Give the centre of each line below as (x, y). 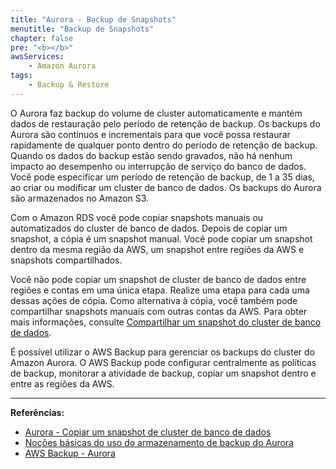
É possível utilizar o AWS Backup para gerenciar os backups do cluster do (163, 352)
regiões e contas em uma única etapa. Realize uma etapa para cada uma (160, 290)
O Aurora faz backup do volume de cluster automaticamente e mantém (156, 113)
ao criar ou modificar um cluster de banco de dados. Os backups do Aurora (166, 187)
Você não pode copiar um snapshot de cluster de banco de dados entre (158, 279)
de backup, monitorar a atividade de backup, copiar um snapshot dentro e (163, 373)
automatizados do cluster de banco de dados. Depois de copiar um (149, 228)
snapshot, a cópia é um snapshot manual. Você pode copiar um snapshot (161, 238)
